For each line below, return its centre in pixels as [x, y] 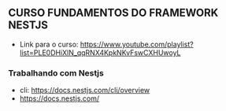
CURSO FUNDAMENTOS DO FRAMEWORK [113, 13]
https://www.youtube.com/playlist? [137, 44]
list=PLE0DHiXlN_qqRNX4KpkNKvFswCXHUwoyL [100, 52]
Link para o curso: [49, 44]
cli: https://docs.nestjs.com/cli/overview [85, 91]
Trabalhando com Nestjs [56, 72]
